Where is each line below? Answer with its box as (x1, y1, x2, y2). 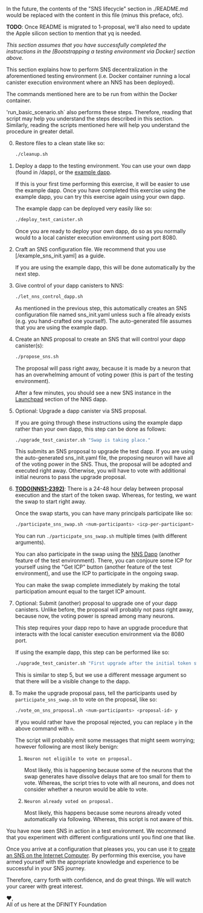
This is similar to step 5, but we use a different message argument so (14, 671, 187, 679)
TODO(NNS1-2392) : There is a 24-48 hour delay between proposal (14, 485, 184, 492)
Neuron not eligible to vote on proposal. (24, 756, 133, 762)
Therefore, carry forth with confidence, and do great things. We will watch (6, 876, 192, 883)
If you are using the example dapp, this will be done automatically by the (14, 263, 195, 271)
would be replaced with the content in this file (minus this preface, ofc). (6, 11, 184, 19)
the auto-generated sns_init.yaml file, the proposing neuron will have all (14, 454, 193, 462)
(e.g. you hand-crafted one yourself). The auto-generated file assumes (14, 317, 192, 324)
